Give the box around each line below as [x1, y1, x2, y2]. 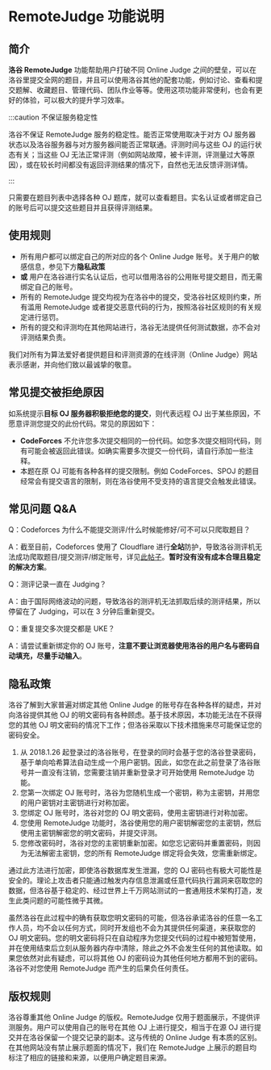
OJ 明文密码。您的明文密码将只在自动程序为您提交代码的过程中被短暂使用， [8, 934, 261, 943]
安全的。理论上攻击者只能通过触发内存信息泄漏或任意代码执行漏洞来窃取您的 [8, 875, 263, 885]
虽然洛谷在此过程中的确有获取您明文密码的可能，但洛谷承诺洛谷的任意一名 [8, 913, 256, 923]
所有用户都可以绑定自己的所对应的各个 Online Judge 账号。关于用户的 [19, 251, 252, 261]
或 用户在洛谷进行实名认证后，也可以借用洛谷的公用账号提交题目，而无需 [19, 271, 263, 281]
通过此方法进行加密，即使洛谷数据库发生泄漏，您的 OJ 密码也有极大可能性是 [8, 866, 262, 875]
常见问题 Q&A [8, 502, 77, 516]
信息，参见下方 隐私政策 [27, 262, 106, 271]
